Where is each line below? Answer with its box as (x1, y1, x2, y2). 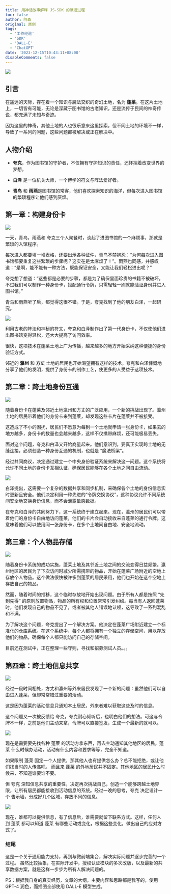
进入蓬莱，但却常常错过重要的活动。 (9, 692, 85, 698)
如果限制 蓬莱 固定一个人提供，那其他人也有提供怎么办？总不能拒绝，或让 (5, 757, 159, 764)
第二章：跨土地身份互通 (5, 383, 79, 391)
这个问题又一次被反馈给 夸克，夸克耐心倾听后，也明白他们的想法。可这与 (5, 714, 158, 720)
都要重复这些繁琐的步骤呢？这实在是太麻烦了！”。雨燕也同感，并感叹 (14, 258, 159, 264)
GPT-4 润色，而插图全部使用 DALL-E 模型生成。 (5, 883, 105, 889)
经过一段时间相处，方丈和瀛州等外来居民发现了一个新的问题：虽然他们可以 (5, 686, 161, 692)
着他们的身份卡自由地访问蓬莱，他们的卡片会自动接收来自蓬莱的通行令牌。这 (5, 515, 166, 521)
